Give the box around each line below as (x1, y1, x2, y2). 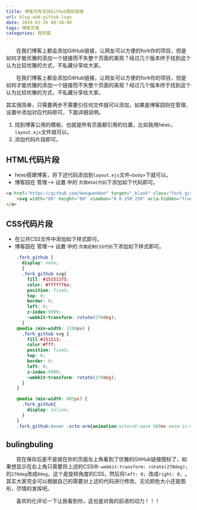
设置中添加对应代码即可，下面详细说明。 (6, 109, 104, 116)
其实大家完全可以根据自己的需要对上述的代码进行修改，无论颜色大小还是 (6, 478, 181, 485)
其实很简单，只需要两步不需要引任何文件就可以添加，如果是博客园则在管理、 (6, 101, 191, 108)
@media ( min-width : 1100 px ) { (16, 325, 91, 331)
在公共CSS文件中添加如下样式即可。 (14, 236, 103, 243)
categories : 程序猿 (6, 30, 51, 36)
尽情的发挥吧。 (16, 485, 53, 492)
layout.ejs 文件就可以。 (14, 128, 72, 135)
